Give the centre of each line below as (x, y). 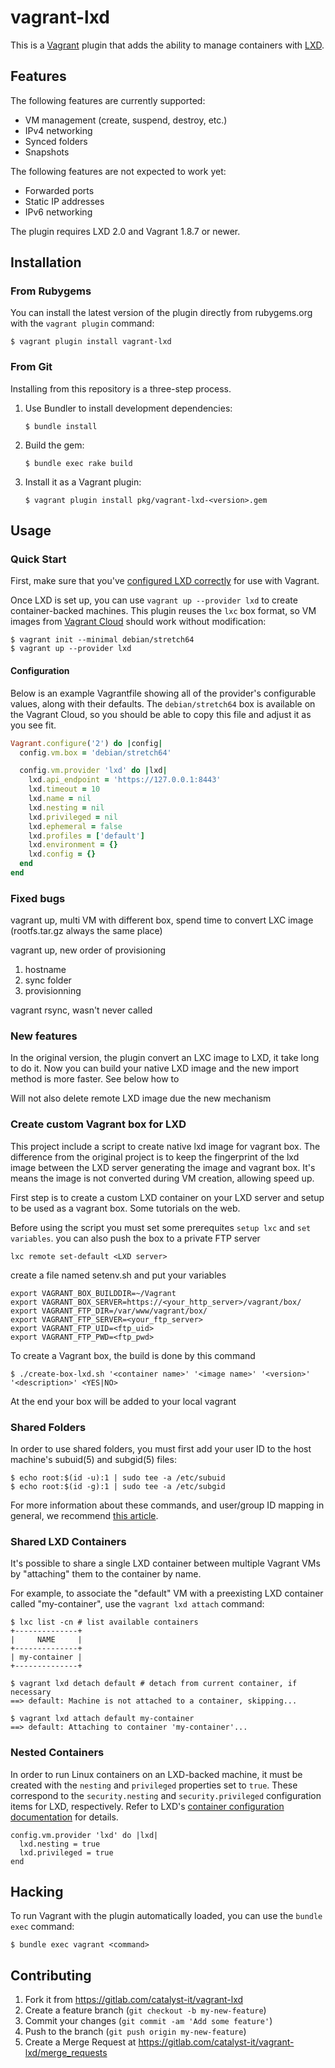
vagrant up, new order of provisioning (88, 950)
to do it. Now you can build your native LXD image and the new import (155, 1068)
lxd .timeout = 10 (64, 789)
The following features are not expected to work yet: (118, 171)
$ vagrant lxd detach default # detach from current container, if (154, 1684)
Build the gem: (54, 445)
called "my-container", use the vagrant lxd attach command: (137, 1604)
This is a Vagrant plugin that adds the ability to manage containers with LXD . (167, 45)
